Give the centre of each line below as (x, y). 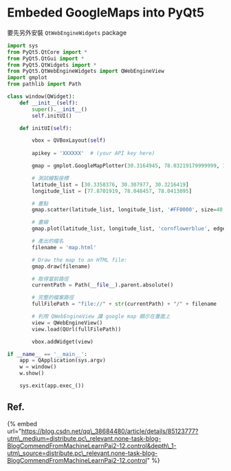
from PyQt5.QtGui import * (46, 59)
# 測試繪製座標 (50, 178)
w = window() (38, 367)
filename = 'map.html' (64, 247)
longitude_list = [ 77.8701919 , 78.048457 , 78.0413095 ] (112, 191)
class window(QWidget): (41, 97)
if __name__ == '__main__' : (47, 354)
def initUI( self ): (46, 128)
